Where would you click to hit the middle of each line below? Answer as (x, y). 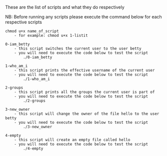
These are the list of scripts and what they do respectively (65, 7)
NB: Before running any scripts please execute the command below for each (83, 17)
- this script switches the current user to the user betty (78, 49)
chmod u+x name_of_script (32, 31)
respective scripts (24, 22)
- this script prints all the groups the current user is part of (84, 92)
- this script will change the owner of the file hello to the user (87, 114)
